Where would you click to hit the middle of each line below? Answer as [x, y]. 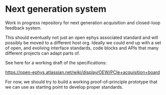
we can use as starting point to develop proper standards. [64, 87]
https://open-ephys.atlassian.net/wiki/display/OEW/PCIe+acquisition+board [83, 72]
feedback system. [24, 28]
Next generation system [56, 9]
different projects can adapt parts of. [43, 53]
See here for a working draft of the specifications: [56, 63]
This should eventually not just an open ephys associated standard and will [82, 37]
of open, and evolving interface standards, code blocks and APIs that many [82, 48]
